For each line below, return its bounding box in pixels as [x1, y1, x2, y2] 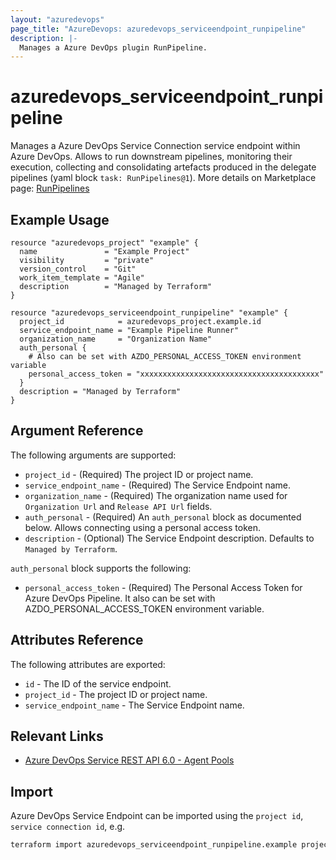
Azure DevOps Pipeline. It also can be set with [24, 592, 216, 604]
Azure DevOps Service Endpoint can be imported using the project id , [10, 810, 304, 822]
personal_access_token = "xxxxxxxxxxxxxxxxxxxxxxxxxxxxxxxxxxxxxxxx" [28, 369, 325, 379]
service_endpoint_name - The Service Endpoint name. [24, 699, 245, 711]
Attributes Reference [10, 632, 144, 649]
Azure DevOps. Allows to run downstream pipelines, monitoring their [10, 151, 293, 163]
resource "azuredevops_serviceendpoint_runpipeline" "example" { [10, 308, 288, 318]
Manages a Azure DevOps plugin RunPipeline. [19, 42, 208, 53]
